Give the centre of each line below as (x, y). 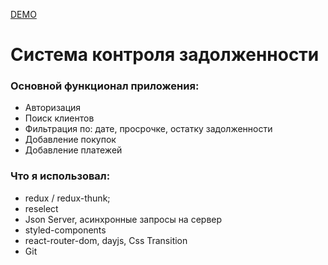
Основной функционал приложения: (105, 86)
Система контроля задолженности (165, 55)
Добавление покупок (70, 140)
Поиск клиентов (59, 118)
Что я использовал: (60, 176)
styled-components (65, 230)
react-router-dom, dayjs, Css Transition (106, 240)
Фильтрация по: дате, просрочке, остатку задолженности (148, 129)
